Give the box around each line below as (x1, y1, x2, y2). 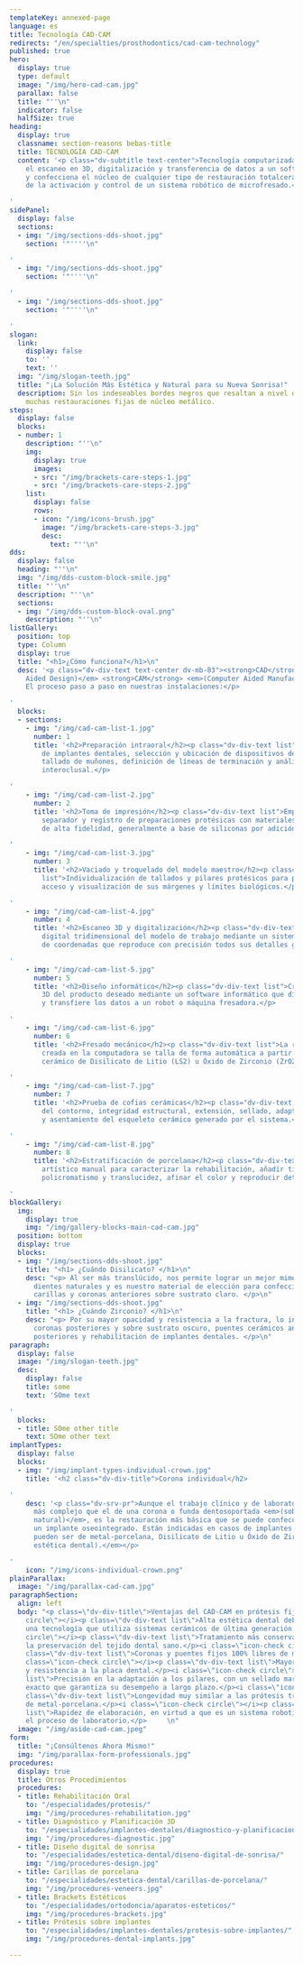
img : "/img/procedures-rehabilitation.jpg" (25, 1809, 192, 1818)
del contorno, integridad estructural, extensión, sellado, (41, 1106, 272, 1115)
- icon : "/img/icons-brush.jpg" (32, 514, 155, 523)
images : (32, 464, 63, 474)
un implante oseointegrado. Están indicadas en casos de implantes (32, 1524, 293, 1534)
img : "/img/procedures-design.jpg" (25, 1859, 160, 1868)
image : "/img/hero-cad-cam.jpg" (17, 80, 140, 89)
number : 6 (32, 1031, 70, 1040)
